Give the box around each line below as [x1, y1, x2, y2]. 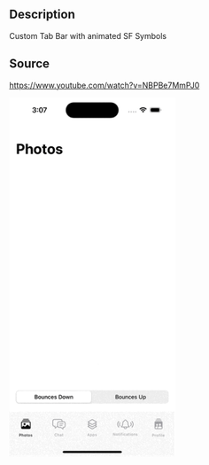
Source [9, 57, 50, 72]
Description [9, 7, 75, 22]
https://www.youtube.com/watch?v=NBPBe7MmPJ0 [9, 80, 200, 90]
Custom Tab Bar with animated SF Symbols [9, 30, 166, 41]
